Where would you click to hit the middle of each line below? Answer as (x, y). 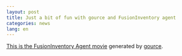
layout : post (23, 12)
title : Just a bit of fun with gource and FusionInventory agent (91, 18)
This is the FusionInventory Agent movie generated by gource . (85, 46)
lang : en (17, 29)
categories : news (28, 23)
